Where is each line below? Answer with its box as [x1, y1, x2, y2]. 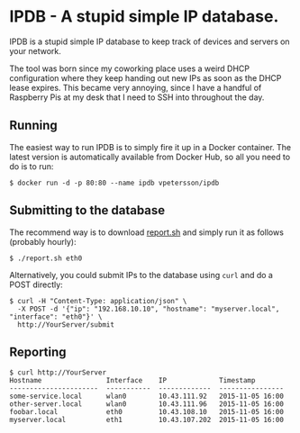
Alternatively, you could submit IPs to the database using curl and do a [9, 269, 273, 280]
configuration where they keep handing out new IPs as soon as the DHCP [9, 72, 282, 83]
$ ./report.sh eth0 [9, 254, 83, 263]
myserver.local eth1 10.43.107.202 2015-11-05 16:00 [9, 416, 284, 425]
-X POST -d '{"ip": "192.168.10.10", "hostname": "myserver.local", [17, 304, 280, 313]
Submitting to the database [9, 203, 166, 218]
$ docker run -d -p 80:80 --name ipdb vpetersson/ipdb [9, 178, 220, 187]
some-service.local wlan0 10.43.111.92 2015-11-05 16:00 [9, 392, 284, 401]
